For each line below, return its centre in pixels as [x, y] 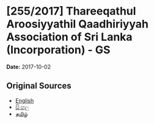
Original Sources [39, 86]
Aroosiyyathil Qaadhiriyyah [77, 24]
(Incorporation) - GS [58, 50]
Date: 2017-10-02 [28, 67]
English [24, 100]
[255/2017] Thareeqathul [71, 11]
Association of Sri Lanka [69, 37]
